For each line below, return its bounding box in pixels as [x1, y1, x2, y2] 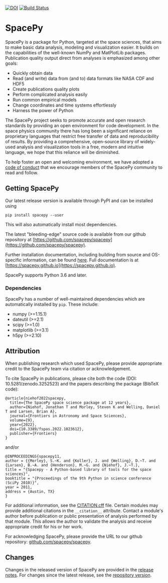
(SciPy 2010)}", [5, 480, 39, 485]
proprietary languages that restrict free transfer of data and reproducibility [5, 133, 159, 139]
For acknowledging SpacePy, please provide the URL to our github [5, 533, 143, 539]
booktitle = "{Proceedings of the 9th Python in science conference [5, 475, 151, 481]
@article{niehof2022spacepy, [5, 396, 66, 401]
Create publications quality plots [12, 86, 80, 92]
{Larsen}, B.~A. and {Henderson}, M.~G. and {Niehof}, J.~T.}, [5, 462, 140, 467]
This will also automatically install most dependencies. [5, 221, 117, 227]
